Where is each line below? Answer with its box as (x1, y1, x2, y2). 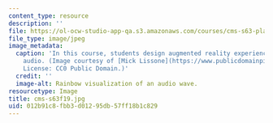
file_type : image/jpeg (8, 34, 85, 43)
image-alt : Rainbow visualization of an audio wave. (15, 79, 198, 87)
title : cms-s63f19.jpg (8, 95, 85, 103)
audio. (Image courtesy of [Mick (23, 57, 136, 66)
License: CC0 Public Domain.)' (23, 65, 129, 73)
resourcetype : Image (8, 87, 79, 95)
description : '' (8, 19, 63, 28)
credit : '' (15, 72, 53, 80)
